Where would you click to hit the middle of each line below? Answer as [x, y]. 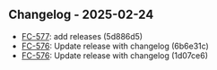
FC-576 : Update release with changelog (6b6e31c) [115, 46]
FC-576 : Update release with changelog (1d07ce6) [114, 55]
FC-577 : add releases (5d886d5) [82, 36]
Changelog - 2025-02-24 [81, 15]
